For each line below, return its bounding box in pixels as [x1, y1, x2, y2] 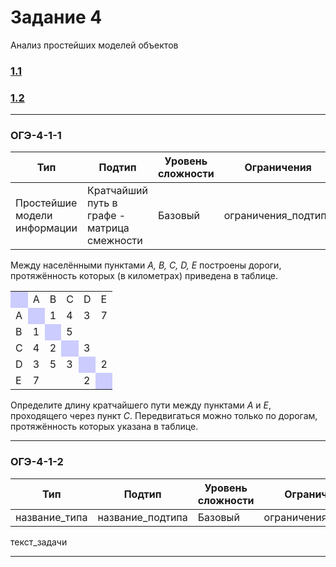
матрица [87, 221, 130, 235]
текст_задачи [10, 536, 68, 548]
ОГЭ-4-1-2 [10, 455, 64, 469]
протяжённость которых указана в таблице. [10, 421, 199, 433]
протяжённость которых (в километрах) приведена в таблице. [10, 270, 279, 282]
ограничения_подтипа [223, 209, 333, 223]
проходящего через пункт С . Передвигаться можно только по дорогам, [10, 410, 318, 422]
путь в [87, 196, 118, 210]
